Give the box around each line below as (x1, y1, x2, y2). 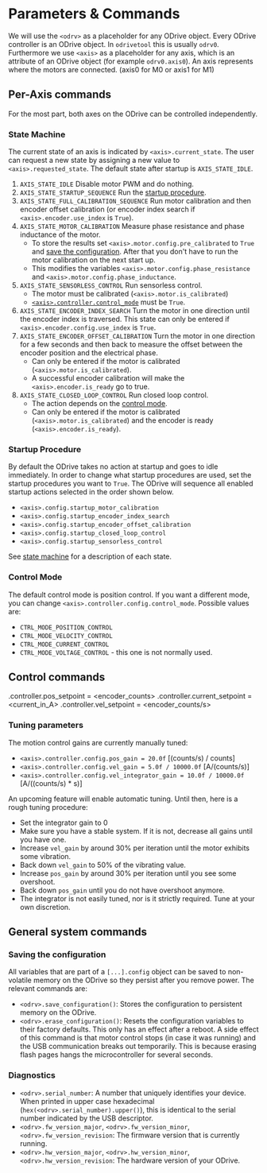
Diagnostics (8, 1070, 56, 1081)
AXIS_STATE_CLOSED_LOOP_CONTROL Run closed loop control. (19, 390, 209, 400)
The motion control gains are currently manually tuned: (8, 737, 188, 747)
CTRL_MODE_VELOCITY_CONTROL (19, 632, 113, 640)
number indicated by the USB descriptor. (19, 1113, 153, 1123)
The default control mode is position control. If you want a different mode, (8, 590, 250, 599)
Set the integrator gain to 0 (19, 818, 109, 827)
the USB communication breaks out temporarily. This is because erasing (19, 1042, 257, 1051)
